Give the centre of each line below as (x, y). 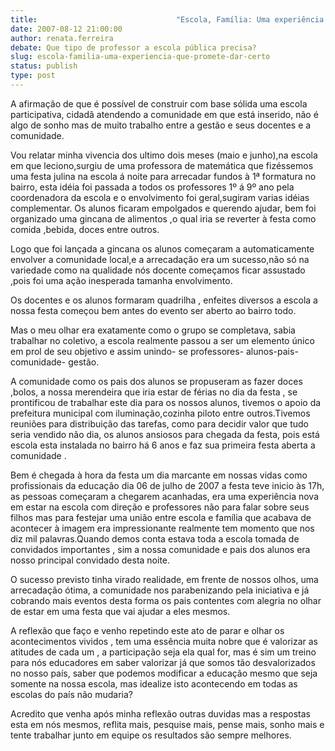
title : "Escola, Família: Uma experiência (167, 19)
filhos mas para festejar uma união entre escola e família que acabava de (161, 517)
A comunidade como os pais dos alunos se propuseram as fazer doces (156, 381)
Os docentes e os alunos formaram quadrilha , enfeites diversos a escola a (164, 300)
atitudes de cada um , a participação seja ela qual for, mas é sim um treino (163, 652)
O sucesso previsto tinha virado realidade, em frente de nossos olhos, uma (164, 579)
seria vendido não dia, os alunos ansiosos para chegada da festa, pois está (165, 434)
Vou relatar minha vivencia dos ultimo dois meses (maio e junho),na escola (164, 155)
